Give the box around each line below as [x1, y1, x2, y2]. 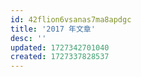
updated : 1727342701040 [10, 42, 110, 53]
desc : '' [10, 33, 47, 43]
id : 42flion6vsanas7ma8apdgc [10, 14, 132, 25]
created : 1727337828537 [10, 52, 110, 62]
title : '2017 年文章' [10, 24, 96, 34]
